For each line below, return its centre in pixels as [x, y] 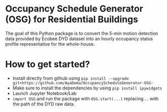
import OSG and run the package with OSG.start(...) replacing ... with [86, 98]
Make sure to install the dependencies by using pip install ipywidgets [87, 88]
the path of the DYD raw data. [44, 104]
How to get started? [48, 65]
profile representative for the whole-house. [50, 44]
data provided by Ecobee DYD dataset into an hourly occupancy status [79, 39]
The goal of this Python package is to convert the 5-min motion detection [82, 33]
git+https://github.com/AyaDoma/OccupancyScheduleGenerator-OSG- [83, 83]
